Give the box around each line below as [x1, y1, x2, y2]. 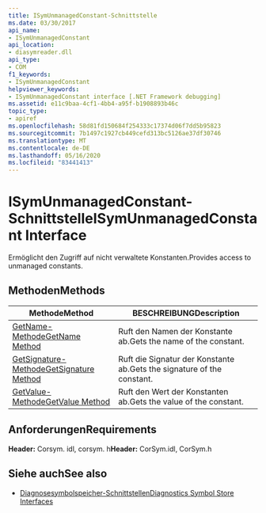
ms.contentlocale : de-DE [8, 144, 90, 152]
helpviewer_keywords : [8, 85, 80, 93]
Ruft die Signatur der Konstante [118, 353, 235, 364]
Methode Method [28, 307, 94, 318]
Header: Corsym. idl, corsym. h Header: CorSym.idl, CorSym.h [8, 444, 212, 454]
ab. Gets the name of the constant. [118, 336, 245, 347]
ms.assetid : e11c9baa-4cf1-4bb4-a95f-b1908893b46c [8, 100, 179, 108]
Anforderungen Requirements [8, 423, 157, 436]
